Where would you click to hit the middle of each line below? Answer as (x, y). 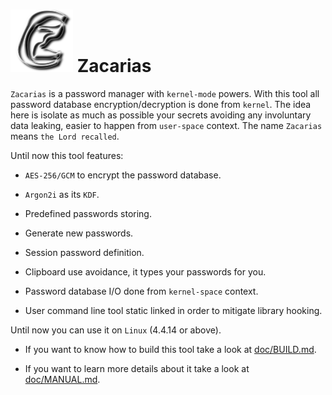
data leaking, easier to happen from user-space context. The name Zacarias (166, 125)
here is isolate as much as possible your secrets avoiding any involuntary (161, 115)
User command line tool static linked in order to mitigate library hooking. (173, 310)
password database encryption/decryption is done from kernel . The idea (161, 104)
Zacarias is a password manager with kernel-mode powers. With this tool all (165, 93)
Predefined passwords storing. (88, 213)
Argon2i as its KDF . (62, 194)
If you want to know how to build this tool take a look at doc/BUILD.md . (170, 349)
